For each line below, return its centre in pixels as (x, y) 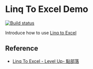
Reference (22, 48)
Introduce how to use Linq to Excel (41, 32)
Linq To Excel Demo (47, 9)
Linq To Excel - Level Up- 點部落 (46, 61)
